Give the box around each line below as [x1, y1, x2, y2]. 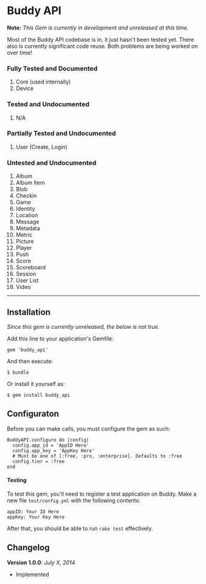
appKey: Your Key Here [7, 513, 65, 520]
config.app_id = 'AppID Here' [12, 442, 89, 448]
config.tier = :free [12, 458, 65, 464]
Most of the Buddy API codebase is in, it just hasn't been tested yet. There [7, 36, 194, 43]
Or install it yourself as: [7, 380, 65, 387]
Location [15, 212, 39, 219]
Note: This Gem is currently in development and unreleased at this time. [7, 24, 189, 31]
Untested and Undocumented [7, 158, 97, 167]
